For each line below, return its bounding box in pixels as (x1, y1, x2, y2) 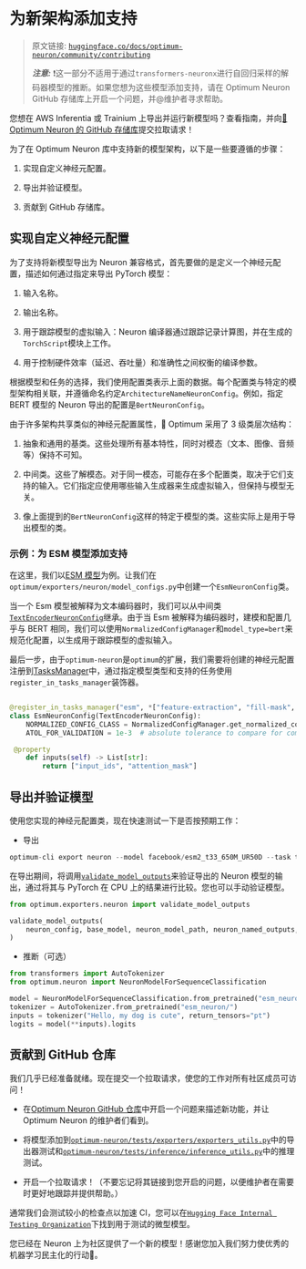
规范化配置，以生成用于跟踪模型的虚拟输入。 (9, 634, 178, 645)
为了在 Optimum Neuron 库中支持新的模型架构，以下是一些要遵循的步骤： (9, 143, 286, 154)
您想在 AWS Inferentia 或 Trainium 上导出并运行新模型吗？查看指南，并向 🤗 (9, 112, 288, 123)
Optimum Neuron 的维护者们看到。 (22, 1115, 154, 1126)
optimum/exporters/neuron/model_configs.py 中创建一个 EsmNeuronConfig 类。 (9, 581, 294, 593)
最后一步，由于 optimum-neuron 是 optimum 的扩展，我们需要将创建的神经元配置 (9, 654, 295, 665)
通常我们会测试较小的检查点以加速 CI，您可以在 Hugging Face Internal (9, 1207, 273, 1218)
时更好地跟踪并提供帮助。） (22, 1188, 123, 1199)
